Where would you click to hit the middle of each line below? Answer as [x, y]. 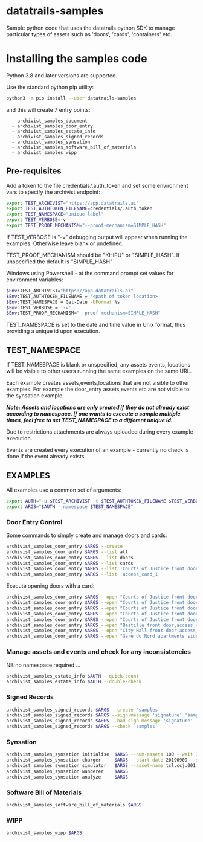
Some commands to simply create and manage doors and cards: [87, 535]
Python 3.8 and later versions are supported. [62, 75]
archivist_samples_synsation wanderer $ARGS [67, 771]
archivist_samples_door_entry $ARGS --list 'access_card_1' [84, 574]
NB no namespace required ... [43, 665]
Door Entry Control [34, 522]
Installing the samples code [77, 59]
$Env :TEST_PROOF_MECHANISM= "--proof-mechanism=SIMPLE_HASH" [84, 313]
